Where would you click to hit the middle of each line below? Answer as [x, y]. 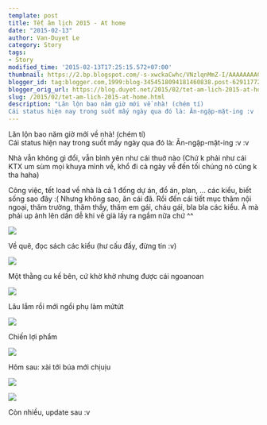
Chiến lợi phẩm [33, 337]
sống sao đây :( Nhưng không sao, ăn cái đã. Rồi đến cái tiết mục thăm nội [130, 199]
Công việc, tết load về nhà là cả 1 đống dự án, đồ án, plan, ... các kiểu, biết [130, 190]
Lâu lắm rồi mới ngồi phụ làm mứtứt [66, 306]
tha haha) [24, 175]
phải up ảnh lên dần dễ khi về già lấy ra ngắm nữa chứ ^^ [101, 216]
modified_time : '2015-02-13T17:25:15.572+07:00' [90, 68]
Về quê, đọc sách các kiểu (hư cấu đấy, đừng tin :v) [93, 246]
